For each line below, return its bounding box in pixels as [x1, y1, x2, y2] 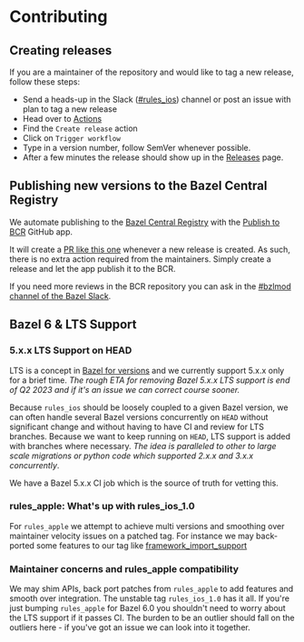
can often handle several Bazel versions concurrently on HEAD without [9, 411, 269, 422]
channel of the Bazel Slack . [9, 290, 112, 301]
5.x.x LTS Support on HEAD [9, 344, 132, 356]
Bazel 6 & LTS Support [9, 316, 137, 333]
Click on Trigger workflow [22, 133, 121, 143]
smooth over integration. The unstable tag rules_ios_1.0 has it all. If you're [9, 593, 290, 604]
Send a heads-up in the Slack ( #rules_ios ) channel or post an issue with [22, 94, 292, 105]
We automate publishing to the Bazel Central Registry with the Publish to [9, 216, 280, 227]
